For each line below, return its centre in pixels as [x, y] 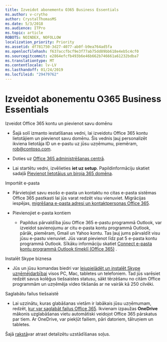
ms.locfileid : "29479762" [32, 75]
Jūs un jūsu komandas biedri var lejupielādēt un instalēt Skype [76, 268]
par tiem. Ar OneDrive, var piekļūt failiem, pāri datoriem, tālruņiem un [83, 319]
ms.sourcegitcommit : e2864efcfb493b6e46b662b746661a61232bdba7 [72, 56]
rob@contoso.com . [32, 149]
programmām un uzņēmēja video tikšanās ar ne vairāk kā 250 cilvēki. [83, 284]
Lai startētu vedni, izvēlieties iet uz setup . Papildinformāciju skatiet [81, 168]
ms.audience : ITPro [25, 28]
